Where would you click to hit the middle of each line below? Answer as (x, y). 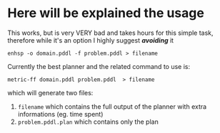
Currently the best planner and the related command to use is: (99, 66)
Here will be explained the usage (106, 13)
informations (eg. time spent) (60, 114)
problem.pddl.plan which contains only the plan (88, 122)
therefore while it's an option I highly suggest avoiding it (90, 40)
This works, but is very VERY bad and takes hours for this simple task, (110, 33)
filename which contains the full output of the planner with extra (112, 106)
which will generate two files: (50, 92)
